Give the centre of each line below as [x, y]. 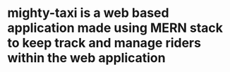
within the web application [86, 58]
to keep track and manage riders [104, 43]
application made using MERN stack [115, 28]
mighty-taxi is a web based [88, 13]
